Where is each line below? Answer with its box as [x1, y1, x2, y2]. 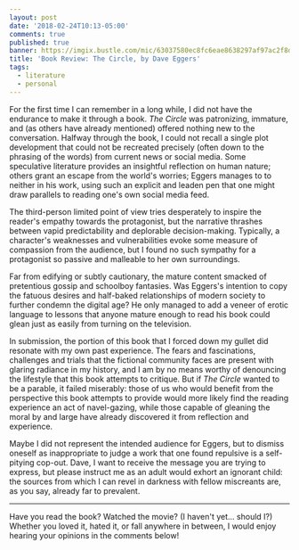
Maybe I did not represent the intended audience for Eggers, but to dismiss [9, 438, 285, 448]
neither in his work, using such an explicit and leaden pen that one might [9, 179, 276, 190]
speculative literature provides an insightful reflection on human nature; [9, 160, 271, 171]
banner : [9, 46, 38, 55]
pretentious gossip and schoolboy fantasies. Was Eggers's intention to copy [9, 280, 287, 291]
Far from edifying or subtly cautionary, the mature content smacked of [9, 271, 267, 282]
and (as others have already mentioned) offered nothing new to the [9, 122, 255, 134]
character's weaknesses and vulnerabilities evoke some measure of [9, 234, 258, 245]
